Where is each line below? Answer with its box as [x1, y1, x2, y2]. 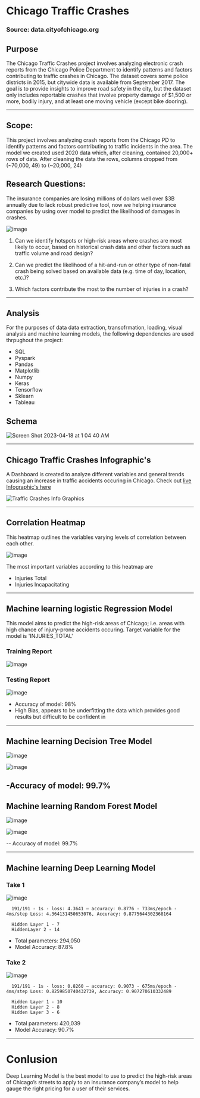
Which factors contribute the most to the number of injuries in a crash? [14, 285, 189, 293]
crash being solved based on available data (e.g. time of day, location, [14, 267, 187, 275]
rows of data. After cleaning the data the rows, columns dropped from [6, 155, 177, 162]
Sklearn [14, 392, 34, 400]
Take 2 [6, 958, 26, 966]
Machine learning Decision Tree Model [6, 736, 152, 746]
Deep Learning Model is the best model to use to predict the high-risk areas [6, 1072, 192, 1080]
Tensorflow [14, 386, 43, 393]
